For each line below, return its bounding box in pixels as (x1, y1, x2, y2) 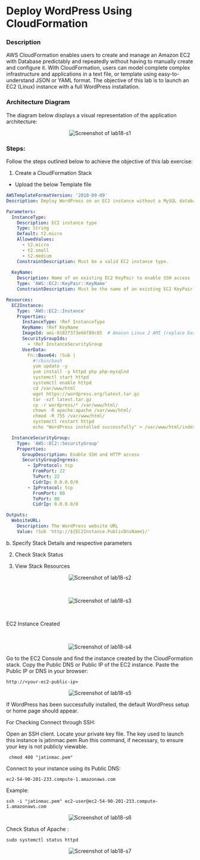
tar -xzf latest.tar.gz (32, 396, 92, 402)
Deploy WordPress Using (6, 4, 132, 18)
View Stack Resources (14, 562, 70, 570)
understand (6, 77, 35, 84)
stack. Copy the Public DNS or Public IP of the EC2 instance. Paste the (6, 661, 179, 668)
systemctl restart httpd (32, 418, 95, 425)
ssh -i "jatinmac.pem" (6, 798, 62, 804)
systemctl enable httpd (32, 380, 92, 386)
